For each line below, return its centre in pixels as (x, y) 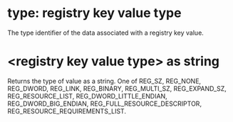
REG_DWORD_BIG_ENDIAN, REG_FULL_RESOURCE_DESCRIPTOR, (104, 104)
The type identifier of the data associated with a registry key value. (106, 33)
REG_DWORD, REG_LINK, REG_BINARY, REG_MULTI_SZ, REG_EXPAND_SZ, (117, 88)
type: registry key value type (94, 13)
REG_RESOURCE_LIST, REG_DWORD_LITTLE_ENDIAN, (87, 96)
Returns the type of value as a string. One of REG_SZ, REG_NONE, (104, 81)
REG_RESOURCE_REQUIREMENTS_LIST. (67, 111)
